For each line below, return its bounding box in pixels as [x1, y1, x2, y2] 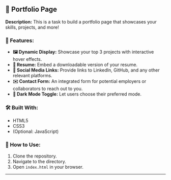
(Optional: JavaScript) [12, 128, 59, 134]
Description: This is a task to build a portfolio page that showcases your [5, 18, 157, 25]
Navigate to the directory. [12, 158, 66, 164]
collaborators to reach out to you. [12, 85, 83, 92]
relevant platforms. [12, 73, 52, 79]
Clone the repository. [12, 153, 57, 159]
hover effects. [12, 56, 42, 62]
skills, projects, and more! [5, 24, 60, 30]
